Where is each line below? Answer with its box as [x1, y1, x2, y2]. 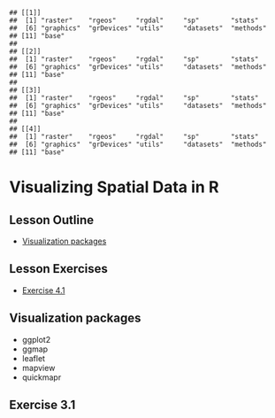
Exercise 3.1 [9, 398, 76, 413]
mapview [21, 362, 56, 373]
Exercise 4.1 [21, 284, 65, 296]
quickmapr [21, 372, 62, 383]
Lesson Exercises [9, 261, 108, 276]
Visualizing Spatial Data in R [9, 177, 219, 197]
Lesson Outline [9, 213, 95, 228]
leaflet [21, 352, 46, 363]
